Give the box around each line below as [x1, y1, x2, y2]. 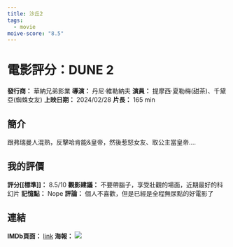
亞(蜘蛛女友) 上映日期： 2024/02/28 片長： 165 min [7, 95, 155, 104]
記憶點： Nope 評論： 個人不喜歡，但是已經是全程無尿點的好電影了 [20, 189, 214, 197]
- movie [13, 23, 36, 30]
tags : [7, 17, 23, 24]
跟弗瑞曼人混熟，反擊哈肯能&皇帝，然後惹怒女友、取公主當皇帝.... [7, 138, 197, 146]
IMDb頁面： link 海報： [7, 232, 73, 240]
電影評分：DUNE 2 [7, 62, 114, 78]
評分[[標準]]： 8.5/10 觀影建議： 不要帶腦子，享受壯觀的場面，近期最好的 [7, 180, 217, 189]
